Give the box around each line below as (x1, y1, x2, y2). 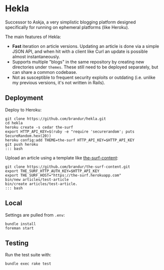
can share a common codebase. (12, 69, 77, 75)
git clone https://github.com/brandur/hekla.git (5, 116, 106, 121)
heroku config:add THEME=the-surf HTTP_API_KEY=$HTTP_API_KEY (5, 137, 135, 142)
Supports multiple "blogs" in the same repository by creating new (12, 59, 144, 65)
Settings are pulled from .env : (5, 212, 65, 218)
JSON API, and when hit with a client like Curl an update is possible (12, 48, 148, 54)
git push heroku (5, 142, 38, 147)
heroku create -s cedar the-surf (5, 125, 73, 130)
